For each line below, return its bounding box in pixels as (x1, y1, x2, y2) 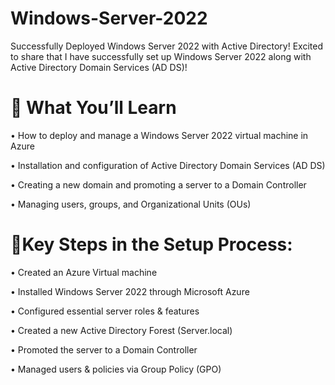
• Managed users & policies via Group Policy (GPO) (10, 363, 222, 375)
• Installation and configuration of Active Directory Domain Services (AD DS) (10, 159, 326, 171)
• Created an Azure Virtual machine (10, 266, 158, 278)
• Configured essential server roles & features (10, 305, 200, 317)
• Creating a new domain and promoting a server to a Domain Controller (10, 178, 307, 191)
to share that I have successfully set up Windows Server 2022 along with (10, 50, 312, 62)
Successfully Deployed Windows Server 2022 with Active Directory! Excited (10, 40, 323, 52)
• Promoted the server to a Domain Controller (10, 343, 198, 356)
